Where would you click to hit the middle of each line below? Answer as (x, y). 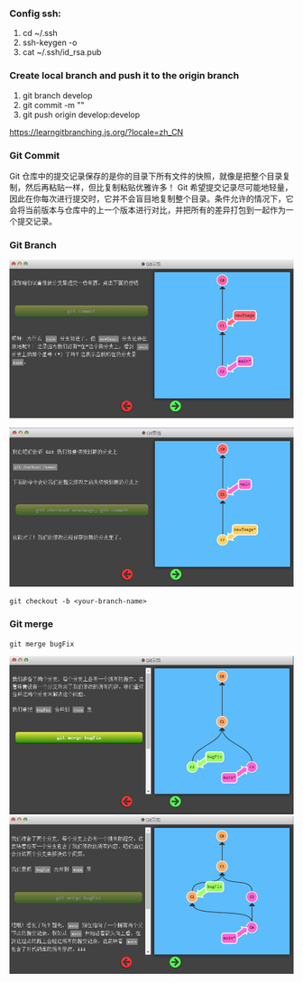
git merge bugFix (42, 644)
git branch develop (57, 95)
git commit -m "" (53, 105)
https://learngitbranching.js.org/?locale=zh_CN (96, 132)
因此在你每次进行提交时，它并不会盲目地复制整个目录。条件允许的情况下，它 (151, 198)
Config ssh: (35, 14)
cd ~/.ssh (40, 33)
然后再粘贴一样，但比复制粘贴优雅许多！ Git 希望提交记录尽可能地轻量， (159, 187)
